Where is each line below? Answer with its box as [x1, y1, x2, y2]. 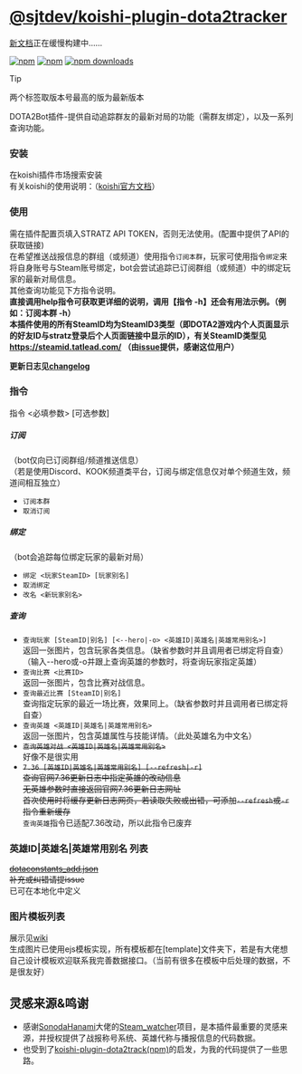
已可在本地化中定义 [9, 886, 81, 897]
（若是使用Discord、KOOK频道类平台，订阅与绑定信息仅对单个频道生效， [9, 465, 283, 476]
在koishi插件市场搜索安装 [9, 169, 103, 180]
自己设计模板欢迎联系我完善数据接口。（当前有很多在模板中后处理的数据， [9, 955, 283, 966]
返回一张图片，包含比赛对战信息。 [22, 676, 150, 687]
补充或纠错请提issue [9, 874, 85, 885]
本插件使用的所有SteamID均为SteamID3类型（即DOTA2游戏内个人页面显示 [9, 319, 289, 330]
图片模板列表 [9, 910, 66, 923]
